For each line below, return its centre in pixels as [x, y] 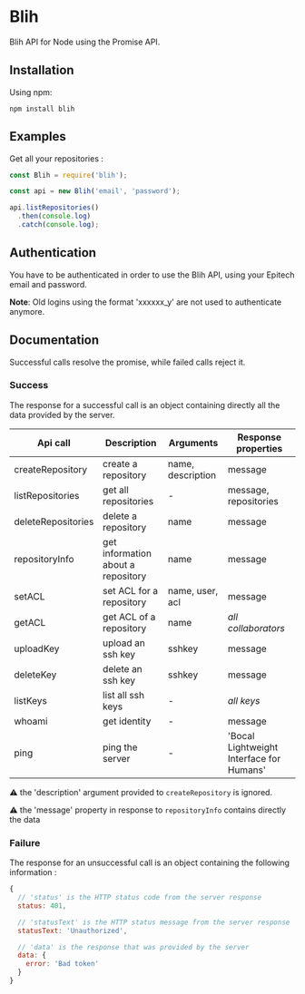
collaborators [256, 628]
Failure [25, 843]
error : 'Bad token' [63, 964]
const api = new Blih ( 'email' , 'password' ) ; [95, 191]
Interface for [254, 758]
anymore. [27, 311]
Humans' [246, 770]
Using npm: [31, 92]
